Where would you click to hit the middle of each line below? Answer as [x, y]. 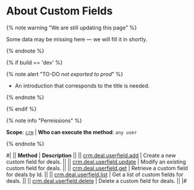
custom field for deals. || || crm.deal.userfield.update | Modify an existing [96, 162]
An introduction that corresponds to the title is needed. [82, 86]
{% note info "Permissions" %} [44, 120]
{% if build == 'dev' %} [34, 62]
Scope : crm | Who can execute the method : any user [72, 132]
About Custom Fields [59, 11]
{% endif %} [21, 108]
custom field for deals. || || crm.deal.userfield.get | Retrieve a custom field [97, 168]
